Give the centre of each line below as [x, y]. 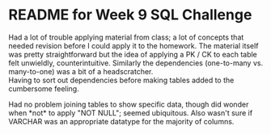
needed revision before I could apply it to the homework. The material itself [133, 45]
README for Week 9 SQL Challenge [130, 15]
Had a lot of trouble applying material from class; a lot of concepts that [126, 37]
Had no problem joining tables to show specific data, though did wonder [129, 104]
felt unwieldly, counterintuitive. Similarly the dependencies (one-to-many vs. [136, 63]
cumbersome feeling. [44, 88]
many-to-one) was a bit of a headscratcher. [81, 71]
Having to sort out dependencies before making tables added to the [121, 80]
